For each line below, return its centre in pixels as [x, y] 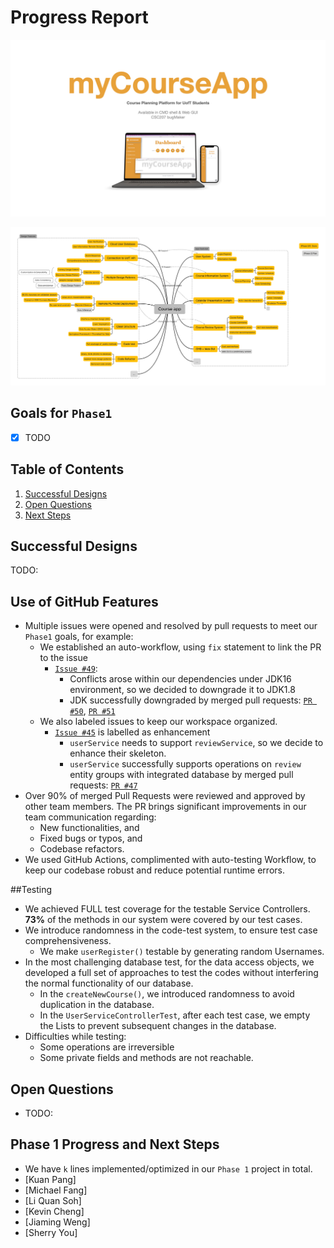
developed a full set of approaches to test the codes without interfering [171, 973]
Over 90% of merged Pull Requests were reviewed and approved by [165, 796]
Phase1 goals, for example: [79, 637]
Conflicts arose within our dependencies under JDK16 [180, 679]
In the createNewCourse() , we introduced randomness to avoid [167, 994]
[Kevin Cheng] [54, 1211]
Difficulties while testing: [75, 1037]
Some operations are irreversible [107, 1047]
